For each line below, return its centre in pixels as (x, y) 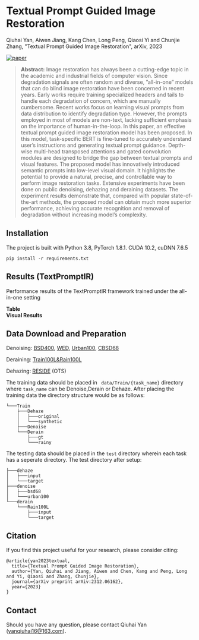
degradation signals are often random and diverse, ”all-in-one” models (107, 82)
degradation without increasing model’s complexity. (84, 215)
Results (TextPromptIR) (50, 277)
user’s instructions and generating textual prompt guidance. (94, 145)
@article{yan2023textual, (38, 561)
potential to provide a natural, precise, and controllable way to (96, 176)
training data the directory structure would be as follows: (75, 395)
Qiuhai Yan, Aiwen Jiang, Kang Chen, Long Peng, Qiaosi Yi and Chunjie (93, 40)
